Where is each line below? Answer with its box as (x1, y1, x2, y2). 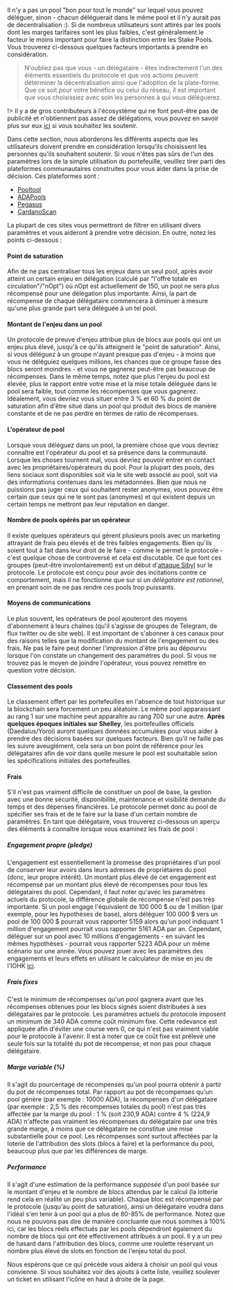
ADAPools (17, 193, 46, 201)
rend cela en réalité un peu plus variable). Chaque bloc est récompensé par (7, 1195, 223, 1204)
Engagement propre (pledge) (7, 841, 93, 849)
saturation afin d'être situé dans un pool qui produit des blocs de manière (7, 402, 217, 410)
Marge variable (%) (7, 1063, 64, 1071)
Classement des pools (7, 682, 73, 691)
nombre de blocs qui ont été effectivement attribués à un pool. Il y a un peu (7, 1232, 223, 1241)
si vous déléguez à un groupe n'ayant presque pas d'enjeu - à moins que (7, 350, 216, 359)
